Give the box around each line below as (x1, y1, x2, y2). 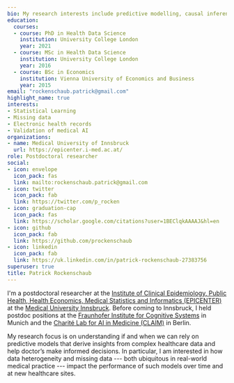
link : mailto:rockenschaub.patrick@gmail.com (13, 179, 148, 186)
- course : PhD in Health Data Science (13, 29, 127, 37)
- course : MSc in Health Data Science (13, 50, 127, 57)
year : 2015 (19, 82, 52, 89)
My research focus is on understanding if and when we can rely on (7, 332, 199, 340)
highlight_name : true (7, 95, 70, 102)
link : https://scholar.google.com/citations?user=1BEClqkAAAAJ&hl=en (13, 218, 219, 225)
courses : (13, 23, 39, 30)
